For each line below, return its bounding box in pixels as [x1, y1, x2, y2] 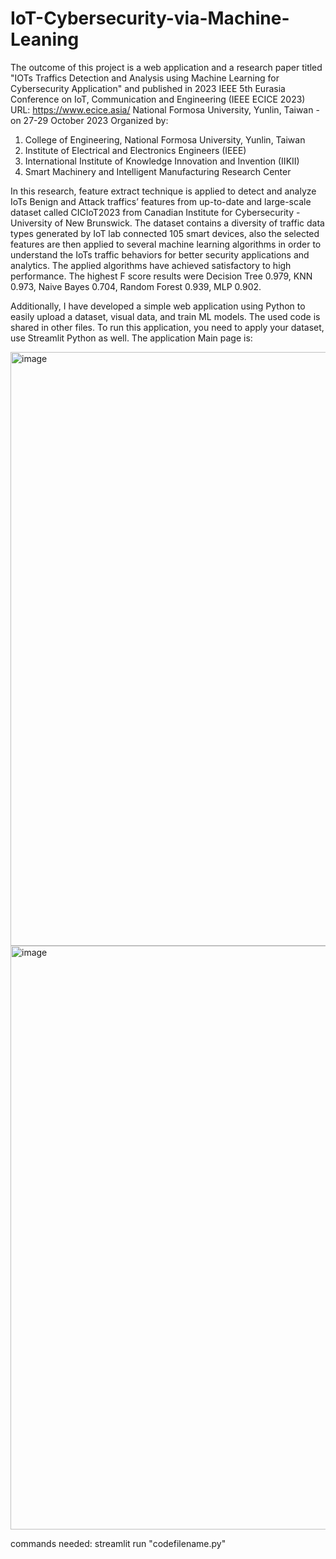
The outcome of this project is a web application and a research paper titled [10, 61, 323, 73]
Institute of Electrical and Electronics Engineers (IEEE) [24, 144, 247, 156]
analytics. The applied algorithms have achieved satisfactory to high [10, 259, 292, 271]
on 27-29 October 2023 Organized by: [10, 114, 169, 126]
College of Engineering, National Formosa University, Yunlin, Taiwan [24, 133, 306, 146]
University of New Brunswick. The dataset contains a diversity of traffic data [10, 217, 325, 229]
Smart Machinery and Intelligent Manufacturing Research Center [24, 165, 292, 177]
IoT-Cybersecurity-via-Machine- [10, 7, 290, 30]
